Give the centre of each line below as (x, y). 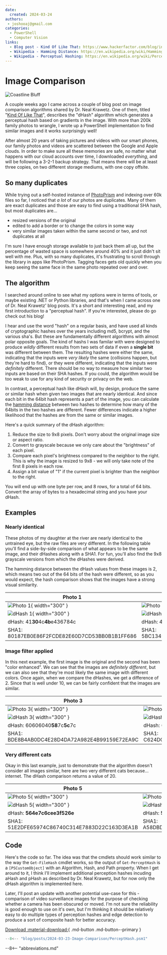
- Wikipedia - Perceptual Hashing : (46, 56)
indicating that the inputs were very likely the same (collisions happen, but (81, 357)
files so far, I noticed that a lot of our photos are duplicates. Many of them (81, 200)
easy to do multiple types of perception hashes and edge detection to (77, 915)
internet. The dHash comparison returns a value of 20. (61, 776)
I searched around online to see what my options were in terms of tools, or (81, 295)
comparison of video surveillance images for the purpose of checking (77, 899)
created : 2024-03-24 (31, 14)
